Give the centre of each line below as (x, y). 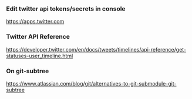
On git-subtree (28, 71)
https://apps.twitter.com (35, 22)
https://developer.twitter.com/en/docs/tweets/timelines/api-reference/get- (96, 49)
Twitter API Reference (38, 37)
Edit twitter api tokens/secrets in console (66, 9)
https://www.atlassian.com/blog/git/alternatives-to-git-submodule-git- (91, 83)
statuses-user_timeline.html (40, 56)
